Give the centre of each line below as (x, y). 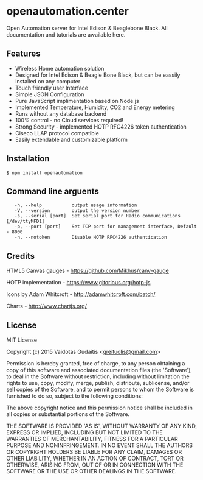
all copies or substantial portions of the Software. (68, 414)
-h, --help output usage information (76, 205)
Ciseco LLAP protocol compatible (57, 133)
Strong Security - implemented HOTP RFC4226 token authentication (101, 127)
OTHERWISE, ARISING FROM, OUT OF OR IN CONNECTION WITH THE (95, 465)
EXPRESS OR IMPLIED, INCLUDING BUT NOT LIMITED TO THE (84, 432)
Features (23, 54)
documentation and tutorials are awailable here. (66, 34)
